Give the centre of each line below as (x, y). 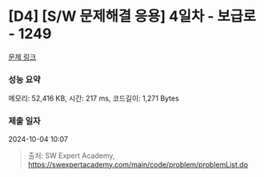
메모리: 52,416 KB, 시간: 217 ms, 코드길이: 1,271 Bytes (94, 98)
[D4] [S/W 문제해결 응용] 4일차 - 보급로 (132, 16)
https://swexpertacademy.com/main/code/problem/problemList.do (138, 164)
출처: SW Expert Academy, (71, 155)
